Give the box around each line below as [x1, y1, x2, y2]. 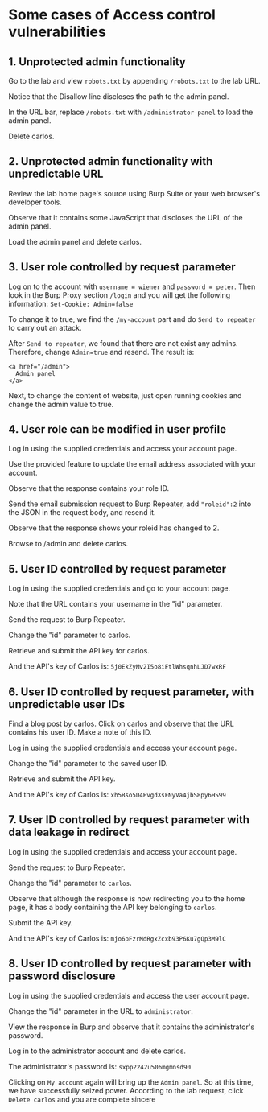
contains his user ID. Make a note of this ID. [8, 727, 152, 737]
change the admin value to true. [8, 399, 114, 409]
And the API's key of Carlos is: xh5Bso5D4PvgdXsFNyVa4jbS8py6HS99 [8, 790, 227, 800]
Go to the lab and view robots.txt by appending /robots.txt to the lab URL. [8, 76, 261, 85]
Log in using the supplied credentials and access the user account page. [8, 991, 249, 1000]
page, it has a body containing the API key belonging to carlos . [8, 902, 217, 912]
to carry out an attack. [8, 323, 82, 332]
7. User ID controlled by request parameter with [8, 813, 250, 826]
